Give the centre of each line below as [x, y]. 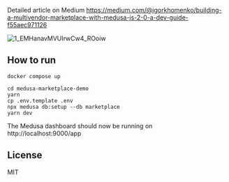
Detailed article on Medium [46, 10]
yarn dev [20, 113]
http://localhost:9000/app [44, 133]
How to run [32, 60]
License [25, 155]
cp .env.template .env [40, 100]
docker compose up [34, 76]
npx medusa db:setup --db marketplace [64, 107]
